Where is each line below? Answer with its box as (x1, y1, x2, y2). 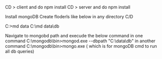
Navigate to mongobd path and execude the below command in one (5, 33, 143, 38)
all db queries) (5, 49, 34, 54)
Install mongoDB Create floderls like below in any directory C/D (5, 14, 133, 19)
